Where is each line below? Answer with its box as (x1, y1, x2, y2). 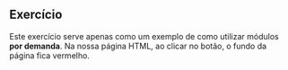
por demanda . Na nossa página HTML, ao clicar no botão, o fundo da (9, 40, 267, 51)
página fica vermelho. (9, 49, 90, 61)
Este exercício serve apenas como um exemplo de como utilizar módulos (9, 31, 280, 41)
